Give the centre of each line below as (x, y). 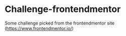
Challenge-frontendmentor (63, 9)
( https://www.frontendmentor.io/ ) (39, 28)
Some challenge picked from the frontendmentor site (60, 23)
